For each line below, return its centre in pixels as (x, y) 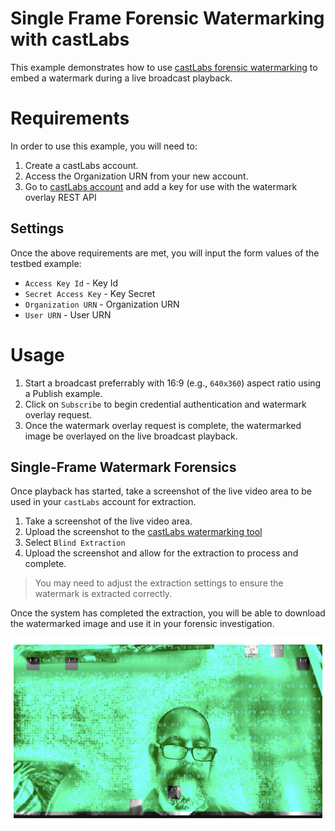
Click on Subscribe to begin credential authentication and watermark (165, 404)
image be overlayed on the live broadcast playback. (131, 436)
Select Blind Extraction (75, 543)
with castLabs (70, 39)
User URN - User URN (68, 314)
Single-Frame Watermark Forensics (123, 467)
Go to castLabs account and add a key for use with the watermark (161, 186)
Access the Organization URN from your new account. (136, 176)
